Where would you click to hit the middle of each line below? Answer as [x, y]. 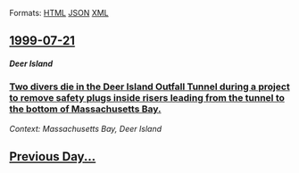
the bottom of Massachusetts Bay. [85, 109]
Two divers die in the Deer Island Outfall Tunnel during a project [149, 86]
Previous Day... [53, 157]
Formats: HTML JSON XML [59, 13]
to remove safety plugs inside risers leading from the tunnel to [147, 98]
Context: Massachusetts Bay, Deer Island [86, 128]
